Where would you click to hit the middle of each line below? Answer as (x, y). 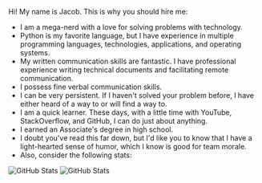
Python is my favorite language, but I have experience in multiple (127, 36)
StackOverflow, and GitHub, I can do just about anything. (114, 121)
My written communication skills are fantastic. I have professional (128, 61)
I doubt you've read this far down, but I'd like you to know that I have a (136, 138)
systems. (35, 53)
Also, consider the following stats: (76, 155)
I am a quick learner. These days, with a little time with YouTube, (126, 112)
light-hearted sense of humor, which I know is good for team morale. (133, 146)
